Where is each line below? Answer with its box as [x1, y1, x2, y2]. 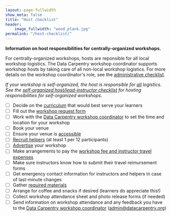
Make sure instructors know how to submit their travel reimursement [12, 159, 157, 165]
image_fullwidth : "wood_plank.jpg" [14, 27, 91, 32]
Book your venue [12, 125, 49, 131]
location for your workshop [12, 120, 70, 126]
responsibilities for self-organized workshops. [5, 93, 102, 98]
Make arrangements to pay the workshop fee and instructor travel [12, 148, 152, 154]
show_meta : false [5, 12, 42, 17]
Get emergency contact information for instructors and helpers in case [12, 170, 162, 177]
